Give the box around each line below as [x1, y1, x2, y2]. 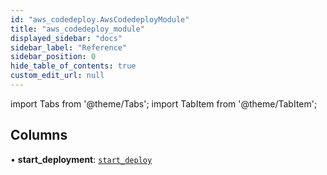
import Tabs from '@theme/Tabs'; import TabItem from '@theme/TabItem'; [10, 97, 318, 110]
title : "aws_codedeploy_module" [10, 24, 145, 34]
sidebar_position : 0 [10, 52, 97, 62]
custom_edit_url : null [10, 71, 105, 81]
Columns [10, 127, 68, 144]
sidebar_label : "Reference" [10, 42, 128, 53]
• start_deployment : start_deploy [10, 153, 153, 165]
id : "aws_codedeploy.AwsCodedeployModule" [10, 14, 190, 25]
